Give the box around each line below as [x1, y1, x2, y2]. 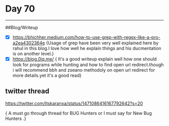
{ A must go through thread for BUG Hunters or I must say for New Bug [5, 110, 152, 116]
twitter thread [5, 87, 49, 96]
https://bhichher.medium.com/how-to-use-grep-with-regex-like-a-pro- [12, 34, 161, 40]
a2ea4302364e [12, 40, 45, 46]
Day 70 [5, 3, 35, 15]
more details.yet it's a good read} [12, 73, 82, 79]
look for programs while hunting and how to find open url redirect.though [12, 61, 164, 68]
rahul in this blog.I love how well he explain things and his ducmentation [12, 45, 161, 51]
